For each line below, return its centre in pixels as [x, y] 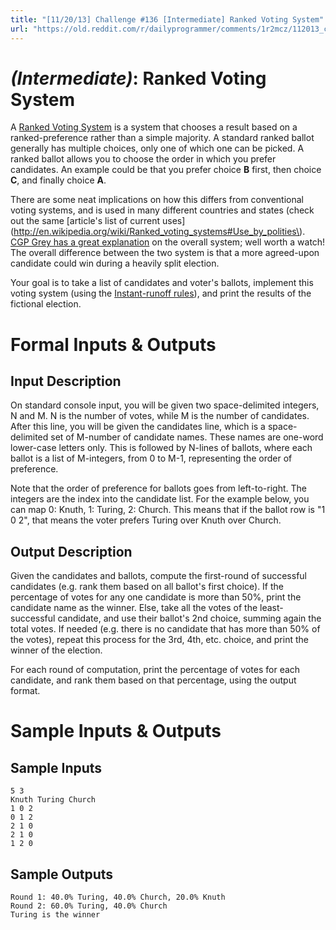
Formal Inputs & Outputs [113, 344]
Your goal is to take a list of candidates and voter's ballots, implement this [162, 283]
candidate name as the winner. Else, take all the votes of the [134, 608]
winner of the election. [56, 650]
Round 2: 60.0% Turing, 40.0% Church [89, 906]
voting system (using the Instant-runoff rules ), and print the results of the [161, 293]
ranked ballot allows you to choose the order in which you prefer [143, 159]
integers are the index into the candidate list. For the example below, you [160, 499]
